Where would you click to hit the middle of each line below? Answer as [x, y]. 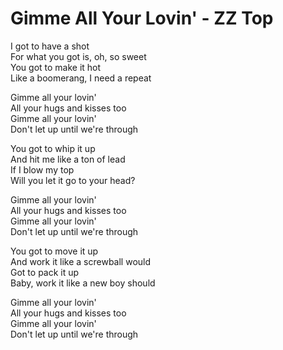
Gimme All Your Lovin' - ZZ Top [142, 18]
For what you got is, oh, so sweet [78, 56]
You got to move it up [54, 251]
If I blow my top [42, 169]
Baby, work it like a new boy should [83, 283]
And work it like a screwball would [81, 261]
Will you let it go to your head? [73, 180]
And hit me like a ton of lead [68, 159]
